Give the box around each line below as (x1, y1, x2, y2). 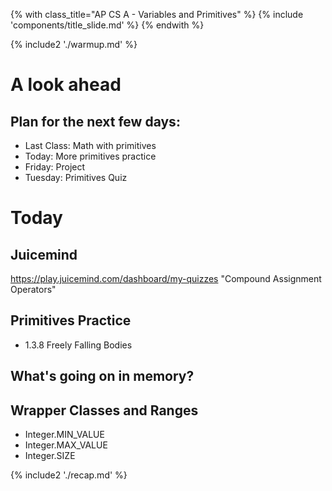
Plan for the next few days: (10, 113, 181, 130)
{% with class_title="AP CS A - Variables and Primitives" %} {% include (10, 9, 304, 20)
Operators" (10, 284, 57, 295)
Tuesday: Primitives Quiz (24, 172, 128, 183)
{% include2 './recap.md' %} (10, 469, 128, 481)
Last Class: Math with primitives (24, 140, 157, 151)
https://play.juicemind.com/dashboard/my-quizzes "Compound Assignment (10, 273, 322, 284)
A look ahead (10, 74, 122, 96)
